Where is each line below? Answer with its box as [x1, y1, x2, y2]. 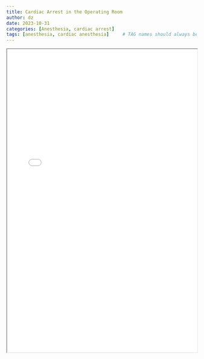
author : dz [6, 15, 34, 21]
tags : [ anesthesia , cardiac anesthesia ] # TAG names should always [6, 32, 190, 38]
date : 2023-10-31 [6, 20, 50, 26]
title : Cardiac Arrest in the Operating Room [6, 8, 123, 15]
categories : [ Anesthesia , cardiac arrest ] [6, 25, 115, 32]
